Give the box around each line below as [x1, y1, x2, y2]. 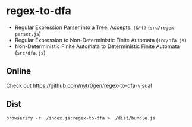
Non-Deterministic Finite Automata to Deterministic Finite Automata [14, 43, 180, 50]
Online [6, 66, 32, 77]
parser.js [14, 31, 40, 37]
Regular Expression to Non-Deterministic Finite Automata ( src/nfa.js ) [14, 36, 187, 43]
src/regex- [149, 25, 177, 31]
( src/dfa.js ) [14, 49, 46, 56]
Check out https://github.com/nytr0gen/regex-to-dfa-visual [6, 82, 153, 89]
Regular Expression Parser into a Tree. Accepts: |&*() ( [14, 24, 150, 31]
